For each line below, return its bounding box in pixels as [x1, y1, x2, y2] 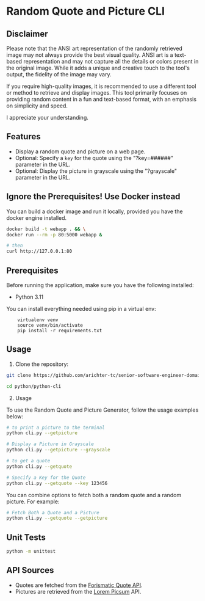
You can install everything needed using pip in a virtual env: [6, 305, 157, 312]
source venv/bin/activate [17, 322, 84, 328]
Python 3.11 [15, 293, 44, 300]
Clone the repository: [15, 360, 69, 368]
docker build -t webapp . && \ [6, 226, 86, 232]
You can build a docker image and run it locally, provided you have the [6, 208, 183, 215]
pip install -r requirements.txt [17, 327, 103, 333]
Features [6, 131, 41, 142]
